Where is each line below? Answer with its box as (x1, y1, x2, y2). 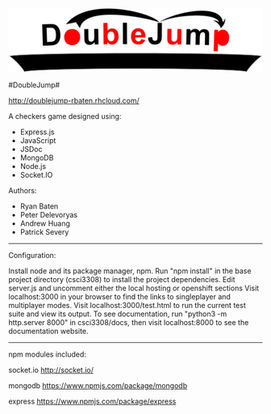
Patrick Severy (19, 227, 69, 237)
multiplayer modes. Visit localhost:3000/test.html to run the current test (8, 301, 246, 310)
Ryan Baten (19, 201, 59, 211)
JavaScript (19, 136, 56, 145)
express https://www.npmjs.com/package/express (8, 396, 177, 406)
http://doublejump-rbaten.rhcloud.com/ (8, 96, 140, 105)
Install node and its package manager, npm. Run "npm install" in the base (8, 266, 252, 276)
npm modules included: (8, 349, 87, 359)
